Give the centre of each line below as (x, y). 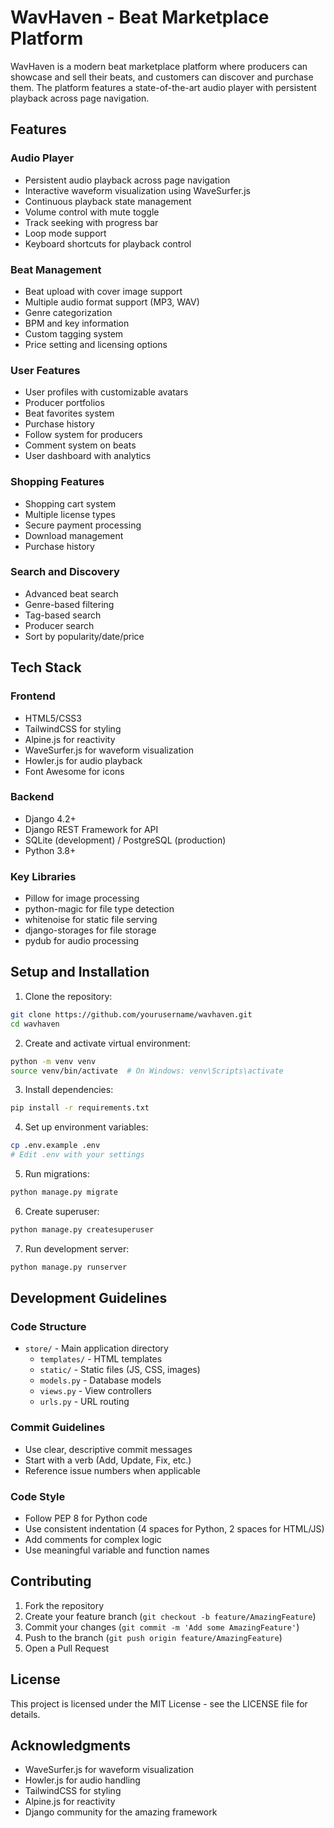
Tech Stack (46, 667)
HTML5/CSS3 (53, 718)
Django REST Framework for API (91, 829)
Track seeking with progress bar (91, 222)
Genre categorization (68, 312)
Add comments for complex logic (93, 1539)
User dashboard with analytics (88, 456)
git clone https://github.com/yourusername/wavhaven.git (131, 1014)
